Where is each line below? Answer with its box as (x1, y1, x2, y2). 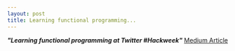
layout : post (7, 10, 46, 17)
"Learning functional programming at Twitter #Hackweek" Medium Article (7, 36, 228, 44)
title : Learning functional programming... (7, 17, 137, 24)
